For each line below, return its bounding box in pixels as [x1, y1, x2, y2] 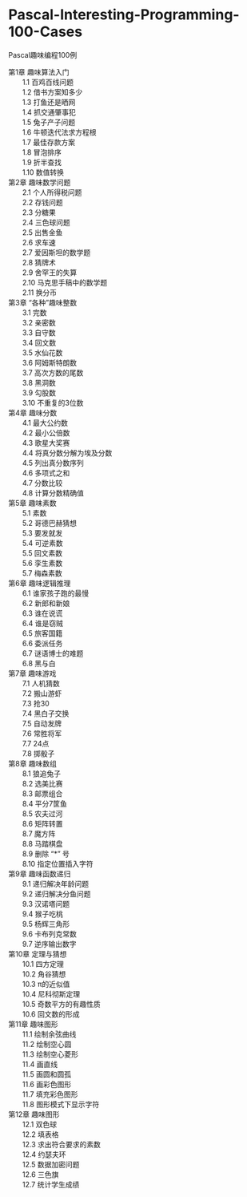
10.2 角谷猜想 [22, 969, 66, 979]
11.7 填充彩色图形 [22, 1089, 78, 1099]
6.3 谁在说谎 [22, 608, 63, 618]
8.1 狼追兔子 [22, 768, 62, 778]
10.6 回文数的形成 [22, 1009, 80, 1019]
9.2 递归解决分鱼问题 [22, 888, 91, 899]
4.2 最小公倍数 [22, 427, 70, 438]
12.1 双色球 [22, 1119, 58, 1129]
